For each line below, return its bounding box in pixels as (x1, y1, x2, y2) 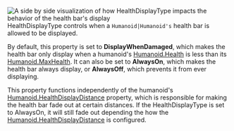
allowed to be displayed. (7, 29, 78, 37)
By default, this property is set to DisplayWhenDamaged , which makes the (7, 43, 226, 50)
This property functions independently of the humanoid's (7, 86, 174, 94)
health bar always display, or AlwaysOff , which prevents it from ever (7, 65, 207, 73)
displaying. (7, 72, 39, 81)
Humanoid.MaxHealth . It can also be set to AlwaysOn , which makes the (7, 57, 216, 66)
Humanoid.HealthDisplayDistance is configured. (7, 116, 147, 124)
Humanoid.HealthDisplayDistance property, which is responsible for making (7, 93, 228, 102)
